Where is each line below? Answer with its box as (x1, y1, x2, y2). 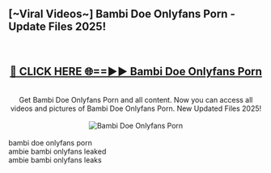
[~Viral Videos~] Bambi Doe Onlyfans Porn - (8, 7, 236, 21)
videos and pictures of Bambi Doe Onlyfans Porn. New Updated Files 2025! (10, 103, 262, 113)
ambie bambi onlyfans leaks (8, 154, 103, 165)
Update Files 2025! (8, 20, 107, 34)
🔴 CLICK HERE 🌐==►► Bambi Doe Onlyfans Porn (9, 65, 263, 78)
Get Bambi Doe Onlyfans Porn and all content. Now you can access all (19, 95, 253, 104)
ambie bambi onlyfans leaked (8, 146, 107, 156)
